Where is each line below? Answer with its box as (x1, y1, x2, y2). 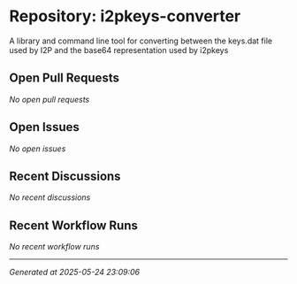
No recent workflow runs (9, 242, 100, 252)
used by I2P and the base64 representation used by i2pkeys (9, 44, 229, 55)
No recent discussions (9, 192, 91, 203)
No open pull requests (9, 94, 90, 104)
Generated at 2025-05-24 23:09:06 (9, 267, 140, 278)
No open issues (9, 143, 66, 154)
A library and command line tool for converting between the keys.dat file (9, 35, 272, 46)
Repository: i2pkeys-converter (9, 6, 241, 27)
